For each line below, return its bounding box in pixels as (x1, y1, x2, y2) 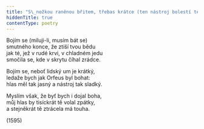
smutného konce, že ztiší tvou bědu (6, 43, 96, 50)
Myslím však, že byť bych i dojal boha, (6, 92, 102, 100)
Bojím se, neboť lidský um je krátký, (6, 68, 95, 75)
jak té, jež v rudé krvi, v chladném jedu (6, 50, 103, 57)
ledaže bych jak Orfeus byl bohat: (6, 74, 90, 82)
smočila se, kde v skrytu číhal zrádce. (6, 56, 101, 64)
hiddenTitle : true (6, 15, 53, 21)
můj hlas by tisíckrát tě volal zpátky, (6, 99, 95, 106)
